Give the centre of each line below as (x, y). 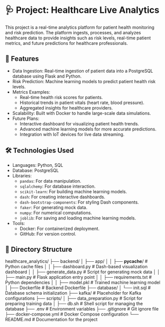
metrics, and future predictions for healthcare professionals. (66, 43)
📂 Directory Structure (39, 249)
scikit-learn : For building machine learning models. (73, 191)
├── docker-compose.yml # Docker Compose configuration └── (72, 314)
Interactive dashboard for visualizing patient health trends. (79, 123)
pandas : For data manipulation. (51, 181)
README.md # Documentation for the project (51, 320)
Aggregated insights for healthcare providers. (66, 108)
